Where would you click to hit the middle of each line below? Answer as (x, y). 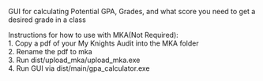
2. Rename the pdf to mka (50, 52)
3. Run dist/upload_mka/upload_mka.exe (74, 60)
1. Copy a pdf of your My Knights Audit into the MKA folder (103, 43)
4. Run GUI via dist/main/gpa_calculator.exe (79, 68)
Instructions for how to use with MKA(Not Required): (94, 35)
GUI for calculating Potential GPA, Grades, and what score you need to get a (132, 11)
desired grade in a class (47, 20)
